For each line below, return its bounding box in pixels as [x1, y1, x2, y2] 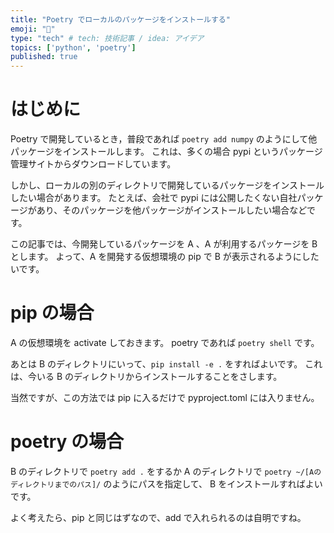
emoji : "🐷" [10, 24, 56, 34]
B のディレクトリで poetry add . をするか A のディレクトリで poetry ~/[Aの [10, 465, 322, 477]
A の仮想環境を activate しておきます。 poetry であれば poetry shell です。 [10, 337, 320, 348]
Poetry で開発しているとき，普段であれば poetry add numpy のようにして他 [10, 133, 318, 145]
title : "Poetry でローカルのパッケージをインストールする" [10, 14, 231, 25]
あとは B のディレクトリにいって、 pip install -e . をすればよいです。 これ [10, 358, 323, 370]
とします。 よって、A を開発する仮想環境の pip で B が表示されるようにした [10, 251, 320, 263]
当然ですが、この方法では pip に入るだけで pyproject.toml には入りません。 [10, 392, 320, 403]
